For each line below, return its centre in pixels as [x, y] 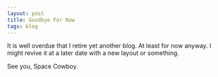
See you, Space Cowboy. [43, 67]
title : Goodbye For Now [41, 20]
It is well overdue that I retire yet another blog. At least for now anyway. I [109, 46]
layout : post [26, 13]
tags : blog [23, 26]
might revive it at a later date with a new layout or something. [93, 53]
